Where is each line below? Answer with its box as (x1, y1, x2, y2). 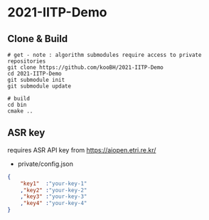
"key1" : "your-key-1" (20, 179, 87, 187)
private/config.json (17, 159, 73, 168)
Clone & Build (7, 33, 68, 45)
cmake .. (7, 108, 33, 115)
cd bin (7, 101, 27, 108)
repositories (7, 58, 46, 65)
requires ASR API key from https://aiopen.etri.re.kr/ (7, 145, 156, 154)
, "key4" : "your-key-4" (20, 200, 87, 207)
